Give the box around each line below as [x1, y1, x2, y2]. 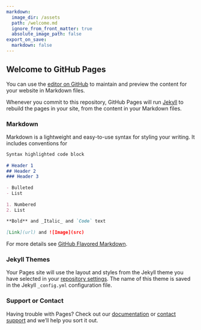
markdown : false [11, 43, 52, 49]
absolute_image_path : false [11, 31, 82, 37]
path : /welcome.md [11, 20, 58, 26]
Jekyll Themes [6, 256, 50, 264]
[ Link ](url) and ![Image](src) [6, 229, 85, 236]
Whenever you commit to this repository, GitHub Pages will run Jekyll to [6, 98, 184, 106]
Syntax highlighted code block [6, 151, 85, 157]
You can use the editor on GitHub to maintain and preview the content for [6, 80, 187, 88]
